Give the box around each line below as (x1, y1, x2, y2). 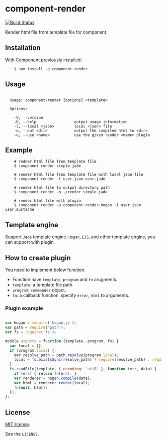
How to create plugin (5, 254, 71, 262)
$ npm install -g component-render (14, 66, 88, 71)
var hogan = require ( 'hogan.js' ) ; (5, 320, 77, 325)
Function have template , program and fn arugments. (12, 277, 118, 282)
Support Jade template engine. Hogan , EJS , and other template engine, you (5, 234, 156, 240)
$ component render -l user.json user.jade (14, 176, 106, 182)
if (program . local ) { (9, 348, 55, 353)
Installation (5, 43, 41, 52)
